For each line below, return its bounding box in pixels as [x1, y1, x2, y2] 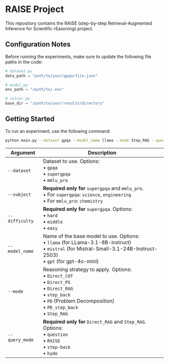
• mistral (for [43, 245, 75, 252]
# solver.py [5, 96, 30, 101]
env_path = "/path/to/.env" [5, 87, 64, 92]
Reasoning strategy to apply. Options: [43, 266, 132, 273]
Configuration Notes [5, 40, 71, 49]
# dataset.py [5, 68, 33, 74]
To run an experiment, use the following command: [5, 128, 111, 134]
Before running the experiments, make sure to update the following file [5, 53, 152, 59]
